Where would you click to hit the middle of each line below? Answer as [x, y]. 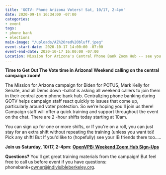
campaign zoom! [23, 76]
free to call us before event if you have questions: [56, 162]
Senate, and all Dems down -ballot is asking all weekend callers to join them [83, 91]
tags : [11, 28]
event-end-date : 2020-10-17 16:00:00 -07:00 [52, 51]
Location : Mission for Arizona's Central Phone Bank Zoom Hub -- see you [83, 56]
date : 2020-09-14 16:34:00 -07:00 [41, 14]
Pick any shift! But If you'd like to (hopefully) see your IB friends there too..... [83, 137]
